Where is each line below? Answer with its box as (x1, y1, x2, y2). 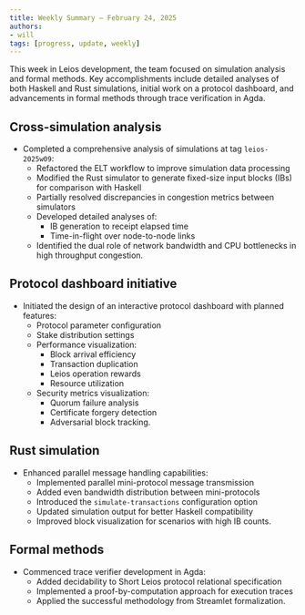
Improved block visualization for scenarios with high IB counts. (36, 516, 271, 527)
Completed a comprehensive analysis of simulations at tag (22, 143, 243, 155)
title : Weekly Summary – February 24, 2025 (9, 13, 178, 23)
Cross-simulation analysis (9, 119, 162, 135)
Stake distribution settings (36, 329, 135, 340)
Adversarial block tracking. (49, 416, 151, 427)
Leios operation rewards (49, 368, 141, 379)
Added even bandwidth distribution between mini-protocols (36, 487, 260, 497)
